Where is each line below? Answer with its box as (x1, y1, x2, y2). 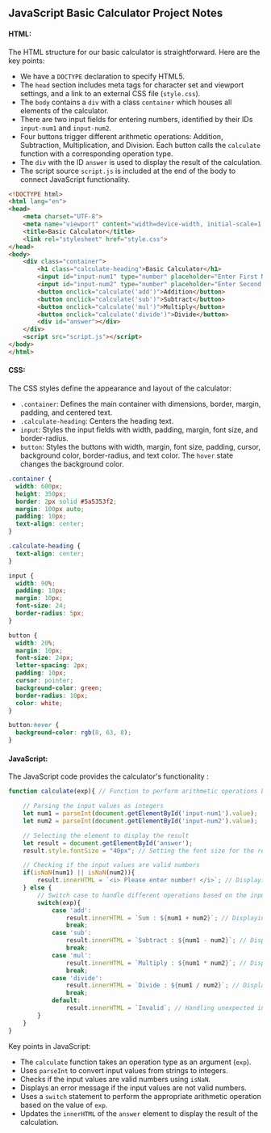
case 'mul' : (51, 951, 92, 959)
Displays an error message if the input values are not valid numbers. (19, 1083, 248, 1093)
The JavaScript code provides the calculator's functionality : (8, 772, 209, 781)
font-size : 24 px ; (15, 654, 74, 662)
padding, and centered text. (19, 408, 113, 417)
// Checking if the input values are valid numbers (23, 861, 200, 869)
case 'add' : (51, 906, 92, 915)
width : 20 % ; (15, 639, 56, 647)
